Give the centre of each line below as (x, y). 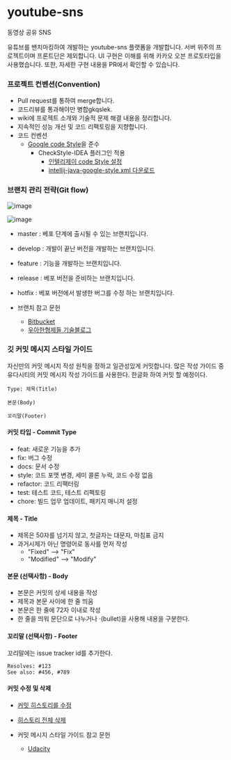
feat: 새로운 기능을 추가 (49, 449)
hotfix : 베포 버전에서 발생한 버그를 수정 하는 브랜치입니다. (96, 292)
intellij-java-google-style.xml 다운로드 (102, 171)
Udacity (39, 748)
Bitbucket (41, 322)
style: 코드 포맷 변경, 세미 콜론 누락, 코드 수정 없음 (85, 475)
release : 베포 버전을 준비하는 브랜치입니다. (76, 278)
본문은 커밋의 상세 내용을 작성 (57, 593)
